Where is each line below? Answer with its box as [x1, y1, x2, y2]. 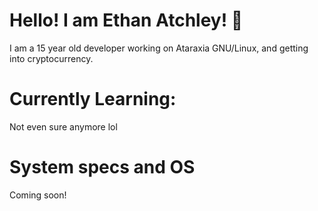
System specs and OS [9, 156, 196, 179]
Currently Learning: [9, 88, 177, 111]
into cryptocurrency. [9, 52, 94, 64]
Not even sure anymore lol [9, 120, 118, 133]
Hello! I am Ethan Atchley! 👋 [9, 9, 244, 32]
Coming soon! [9, 189, 67, 201]
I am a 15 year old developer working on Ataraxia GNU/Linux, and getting [9, 42, 309, 54]
